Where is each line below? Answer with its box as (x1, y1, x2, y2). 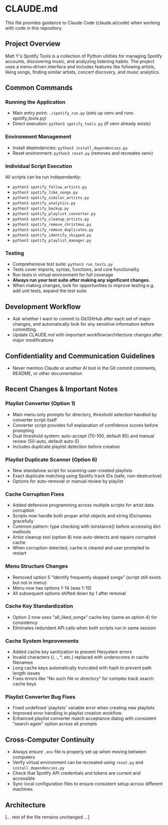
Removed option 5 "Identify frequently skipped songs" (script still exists (12, 574, 161, 580)
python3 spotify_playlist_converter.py (12, 212, 96, 217)
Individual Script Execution (5, 162, 73, 169)
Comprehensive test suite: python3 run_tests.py (12, 261, 113, 267)
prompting (12, 427, 34, 433)
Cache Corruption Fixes (5, 491, 64, 498)
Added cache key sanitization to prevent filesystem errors (12, 649, 132, 655)
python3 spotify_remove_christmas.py (12, 222, 92, 227)
